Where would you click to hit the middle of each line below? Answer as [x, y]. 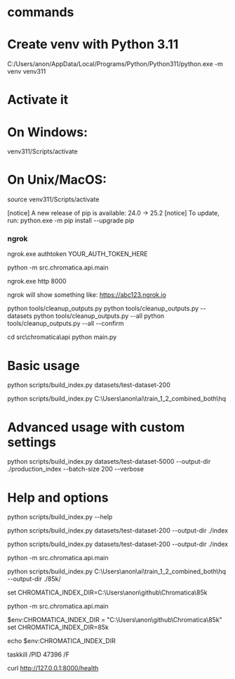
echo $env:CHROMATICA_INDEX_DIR [61, 641]
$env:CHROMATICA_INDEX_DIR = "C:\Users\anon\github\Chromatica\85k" [115, 620]
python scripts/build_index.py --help [60, 517]
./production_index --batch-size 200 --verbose [75, 469]
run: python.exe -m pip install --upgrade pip [71, 221]
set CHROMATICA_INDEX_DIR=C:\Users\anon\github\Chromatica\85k [107, 592]
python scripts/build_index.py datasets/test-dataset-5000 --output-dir [109, 462]
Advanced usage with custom [96, 427]
